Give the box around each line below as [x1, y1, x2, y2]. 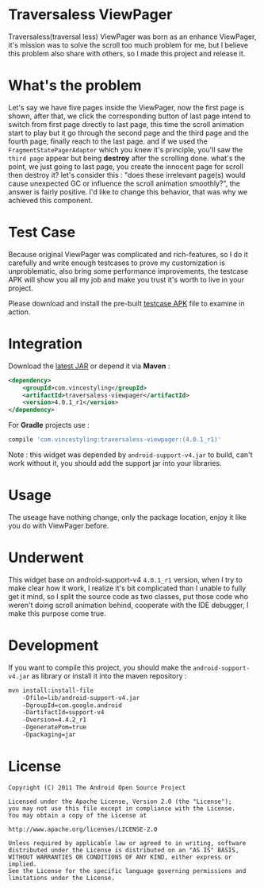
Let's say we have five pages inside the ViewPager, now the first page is [8, 102, 244, 112]
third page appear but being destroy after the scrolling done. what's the [8, 153, 246, 163]
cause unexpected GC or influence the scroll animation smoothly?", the [8, 179, 240, 188]
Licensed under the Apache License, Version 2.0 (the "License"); [8, 798, 232, 805]
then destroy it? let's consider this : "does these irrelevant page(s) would [8, 170, 246, 179]
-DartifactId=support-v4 [22, 709, 105, 717]
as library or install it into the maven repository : [31, 671, 188, 680]
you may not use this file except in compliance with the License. [8, 804, 236, 813]
